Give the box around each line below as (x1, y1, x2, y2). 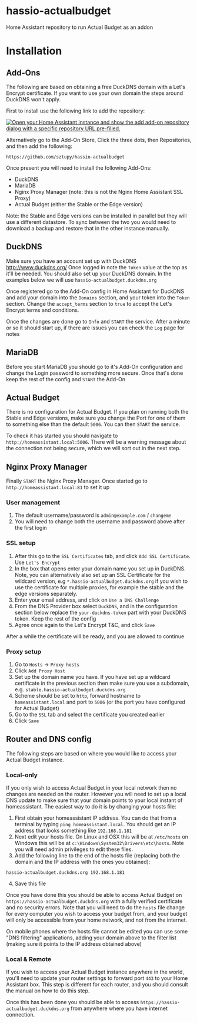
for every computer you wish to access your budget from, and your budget (6, 910, 188, 918)
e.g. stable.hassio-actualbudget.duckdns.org (14, 686, 126, 693)
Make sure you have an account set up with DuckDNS (6, 258, 137, 265)
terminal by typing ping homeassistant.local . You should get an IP (14, 821, 176, 828)
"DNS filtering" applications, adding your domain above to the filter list (6, 934, 176, 941)
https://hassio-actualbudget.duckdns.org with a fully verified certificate (6, 897, 183, 905)
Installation (6, 44, 62, 58)
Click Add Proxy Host (14, 667, 66, 674)
